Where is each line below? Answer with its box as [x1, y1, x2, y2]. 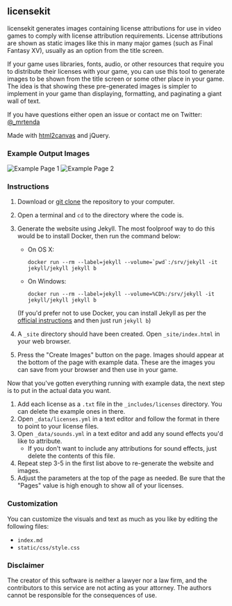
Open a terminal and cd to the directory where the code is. [17, 211, 184, 219]
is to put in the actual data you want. [7, 387, 111, 395]
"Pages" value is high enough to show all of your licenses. [17, 481, 184, 490]
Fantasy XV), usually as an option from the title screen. [7, 46, 165, 54]
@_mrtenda [7, 118, 40, 126]
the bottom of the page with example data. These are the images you [17, 358, 215, 366]
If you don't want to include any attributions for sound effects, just [27, 444, 217, 453]
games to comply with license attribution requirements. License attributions [7, 31, 224, 40]
